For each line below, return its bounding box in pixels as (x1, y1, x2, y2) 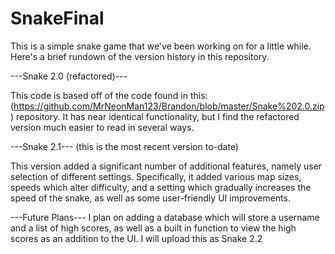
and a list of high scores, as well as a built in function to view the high (10, 222, 297, 234)
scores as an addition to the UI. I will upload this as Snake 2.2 (10, 232, 263, 244)
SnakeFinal (10, 7, 105, 30)
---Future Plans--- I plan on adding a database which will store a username (10, 211, 320, 223)
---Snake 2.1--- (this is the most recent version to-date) (10, 140, 239, 152)
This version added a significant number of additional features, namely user (10, 160, 323, 172)
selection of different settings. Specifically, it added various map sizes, (10, 170, 302, 182)
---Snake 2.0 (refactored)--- (10, 70, 128, 82)
